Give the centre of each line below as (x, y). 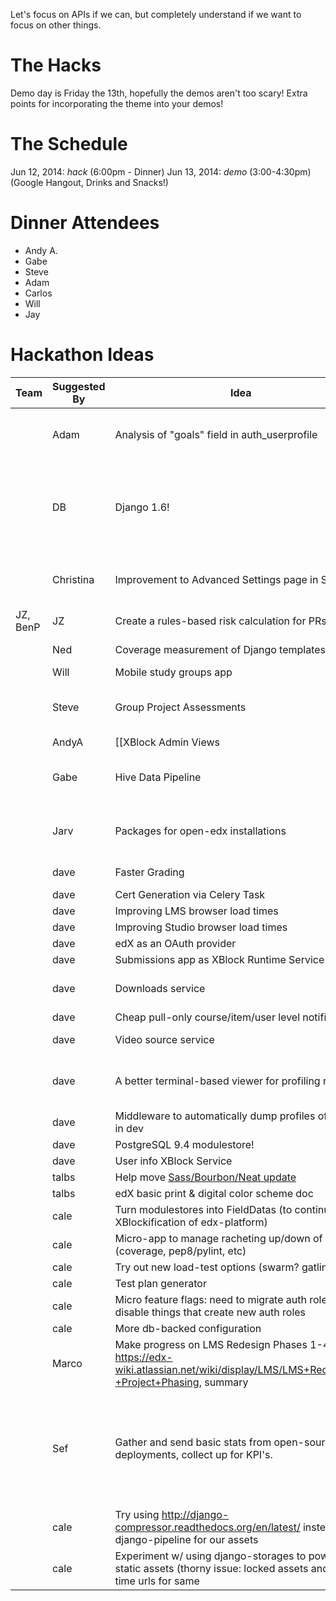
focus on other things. (56, 25)
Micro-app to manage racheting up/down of (218, 1238)
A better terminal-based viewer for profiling (217, 1081)
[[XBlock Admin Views (167, 742)
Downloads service (160, 988)
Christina (73, 579)
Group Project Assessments (180, 707)
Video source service (164, 1039)
